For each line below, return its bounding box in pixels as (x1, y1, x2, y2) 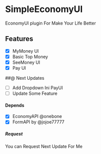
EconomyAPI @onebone (12, 113, 62, 119)
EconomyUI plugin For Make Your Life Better (5, 20, 96, 26)
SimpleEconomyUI (5, 4, 83, 15)
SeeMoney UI (12, 59, 41, 65)
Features (5, 35, 33, 43)
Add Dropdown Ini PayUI (12, 85, 63, 91)
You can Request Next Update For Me (5, 143, 83, 149)
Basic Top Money (12, 54, 48, 60)
